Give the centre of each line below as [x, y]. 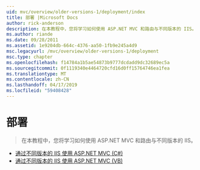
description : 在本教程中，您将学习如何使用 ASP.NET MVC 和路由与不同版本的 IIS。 [102, 29]
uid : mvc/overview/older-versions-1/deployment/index [76, 12]
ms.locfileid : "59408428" [39, 91]
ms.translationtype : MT [36, 74]
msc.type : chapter [29, 57]
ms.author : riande [29, 34]
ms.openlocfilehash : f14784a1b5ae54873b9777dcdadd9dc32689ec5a [88, 62]
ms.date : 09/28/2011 [33, 40]
